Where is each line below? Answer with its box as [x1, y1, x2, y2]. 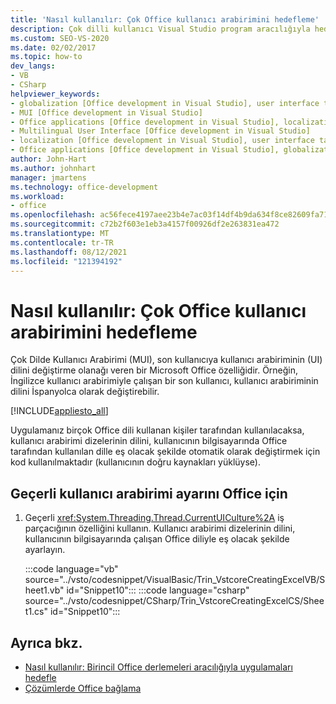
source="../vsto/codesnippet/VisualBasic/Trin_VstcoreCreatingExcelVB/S [24, 574, 326, 586]
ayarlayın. [24, 544, 66, 556]
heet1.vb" [24, 584, 65, 596]
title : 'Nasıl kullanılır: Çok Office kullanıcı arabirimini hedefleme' [10, 14, 320, 25]
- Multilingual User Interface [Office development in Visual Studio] [10, 126, 311, 136]
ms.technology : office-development [10, 182, 159, 192]
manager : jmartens [10, 172, 87, 183]
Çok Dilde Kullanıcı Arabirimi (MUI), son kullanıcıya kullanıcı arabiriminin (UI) [10, 354, 323, 366]
